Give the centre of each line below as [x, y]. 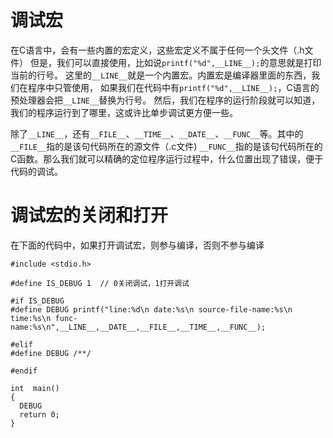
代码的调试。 [36, 171]
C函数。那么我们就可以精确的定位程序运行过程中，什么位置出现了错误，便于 [167, 158]
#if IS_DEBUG [37, 301]
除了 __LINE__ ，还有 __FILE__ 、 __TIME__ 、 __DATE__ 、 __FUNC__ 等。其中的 [157, 133]
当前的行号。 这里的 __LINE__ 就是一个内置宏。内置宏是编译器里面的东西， [161, 75]
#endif [24, 371]
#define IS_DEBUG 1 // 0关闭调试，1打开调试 [100, 283]
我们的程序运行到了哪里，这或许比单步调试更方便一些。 [124, 112]
